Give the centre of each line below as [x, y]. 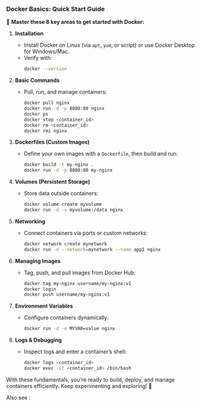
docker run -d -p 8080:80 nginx [64, 109]
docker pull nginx [47, 103]
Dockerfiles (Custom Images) [52, 142]
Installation [29, 34]
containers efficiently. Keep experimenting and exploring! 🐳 [79, 386]
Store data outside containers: [61, 193]
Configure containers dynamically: [66, 318]
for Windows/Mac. [47, 51]
